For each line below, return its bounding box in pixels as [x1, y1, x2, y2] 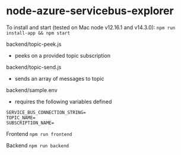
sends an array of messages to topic [14, 75, 104, 82]
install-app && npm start [6, 30, 70, 36]
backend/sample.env [6, 86, 58, 93]
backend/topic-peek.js [6, 40, 62, 48]
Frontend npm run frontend [6, 130, 72, 137]
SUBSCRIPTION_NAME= [6, 120, 55, 126]
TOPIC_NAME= [6, 115, 36, 121]
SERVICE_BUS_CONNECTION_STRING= [6, 109, 86, 115]
